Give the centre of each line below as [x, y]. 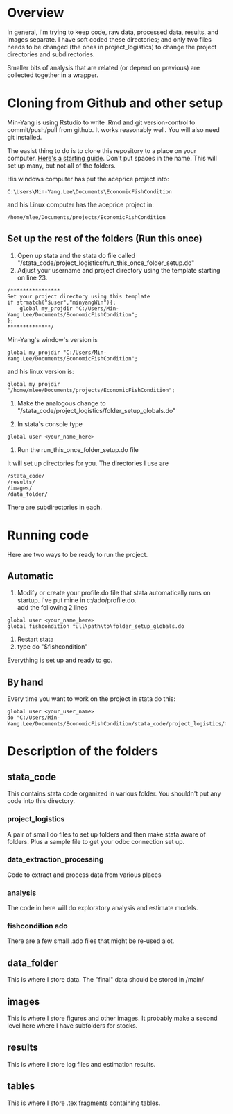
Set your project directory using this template [79, 296]
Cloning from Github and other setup [115, 103]
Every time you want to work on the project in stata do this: [91, 699]
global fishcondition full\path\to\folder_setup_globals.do [96, 627]
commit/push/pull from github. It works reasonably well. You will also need [113, 129]
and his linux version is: [41, 371]
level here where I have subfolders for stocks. [72, 1026]
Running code [48, 535]
